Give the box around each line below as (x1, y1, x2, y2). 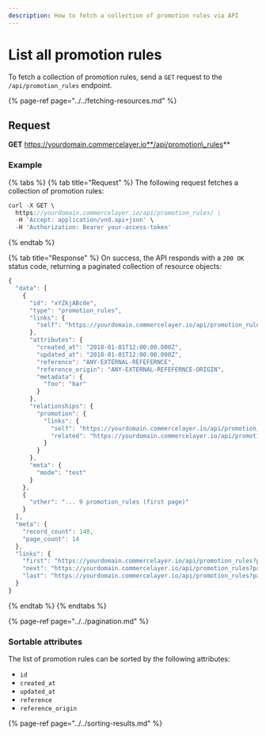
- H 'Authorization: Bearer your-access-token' (15, 224, 172, 232)
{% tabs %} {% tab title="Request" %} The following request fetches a (8, 178, 239, 187)
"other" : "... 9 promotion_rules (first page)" (28, 498, 190, 506)
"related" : (50, 431, 87, 440)
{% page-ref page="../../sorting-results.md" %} (8, 719, 163, 728)
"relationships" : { (28, 402, 93, 411)
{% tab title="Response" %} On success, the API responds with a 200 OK (8, 253, 245, 263)
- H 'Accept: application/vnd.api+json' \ (15, 216, 154, 224)
